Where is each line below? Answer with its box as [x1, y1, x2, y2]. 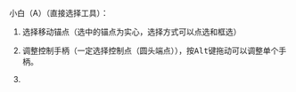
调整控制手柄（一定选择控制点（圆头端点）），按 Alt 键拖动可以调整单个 [21, 45, 279, 56]
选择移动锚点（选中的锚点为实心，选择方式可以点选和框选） [21, 27, 242, 37]
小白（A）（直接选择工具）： [9, 8, 109, 18]
